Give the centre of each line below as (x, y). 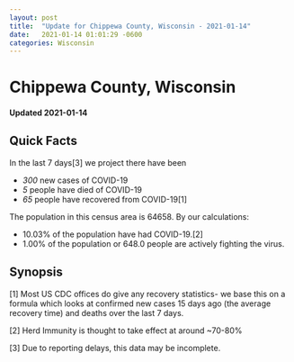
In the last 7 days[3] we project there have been (98, 162)
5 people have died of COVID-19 (82, 189)
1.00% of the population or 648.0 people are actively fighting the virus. (153, 243)
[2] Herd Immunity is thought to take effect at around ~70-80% (126, 330)
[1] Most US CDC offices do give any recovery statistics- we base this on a (147, 294)
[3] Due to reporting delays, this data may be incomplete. (115, 348)
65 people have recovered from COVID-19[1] (104, 199)
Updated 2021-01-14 (49, 113)
